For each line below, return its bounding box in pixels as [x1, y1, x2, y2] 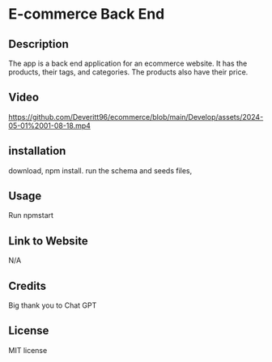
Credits [8, 279, 47, 292]
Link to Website [8, 234, 89, 248]
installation [8, 144, 66, 158]
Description [8, 37, 69, 51]
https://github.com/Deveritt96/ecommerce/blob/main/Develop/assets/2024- [8, 112, 264, 121]
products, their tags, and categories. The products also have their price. [8, 67, 249, 77]
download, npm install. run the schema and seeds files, [8, 165, 193, 175]
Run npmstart [8, 211, 54, 220]
